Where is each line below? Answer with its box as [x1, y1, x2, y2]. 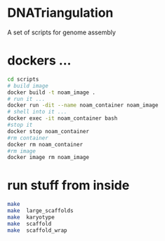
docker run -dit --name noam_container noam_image [7, 102, 159, 109]
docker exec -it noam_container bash [7, 115, 118, 122]
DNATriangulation [7, 5, 114, 21]
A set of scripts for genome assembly [7, 28, 116, 36]
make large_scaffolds [7, 207, 74, 214]
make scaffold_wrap [7, 226, 68, 234]
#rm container [7, 135, 49, 142]
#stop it [7, 121, 33, 128]
